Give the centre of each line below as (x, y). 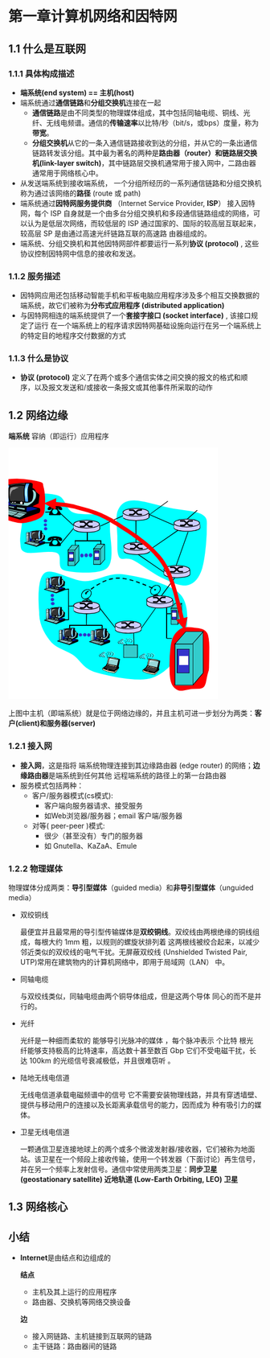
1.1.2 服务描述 (35, 276)
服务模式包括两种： (52, 785)
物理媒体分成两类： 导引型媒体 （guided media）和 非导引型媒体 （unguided (131, 887)
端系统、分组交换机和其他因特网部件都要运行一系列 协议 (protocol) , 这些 (139, 243)
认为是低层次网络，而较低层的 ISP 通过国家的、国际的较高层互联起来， (144, 223)
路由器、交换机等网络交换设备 (81, 1302)
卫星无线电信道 (45, 1132)
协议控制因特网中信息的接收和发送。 (80, 253)
